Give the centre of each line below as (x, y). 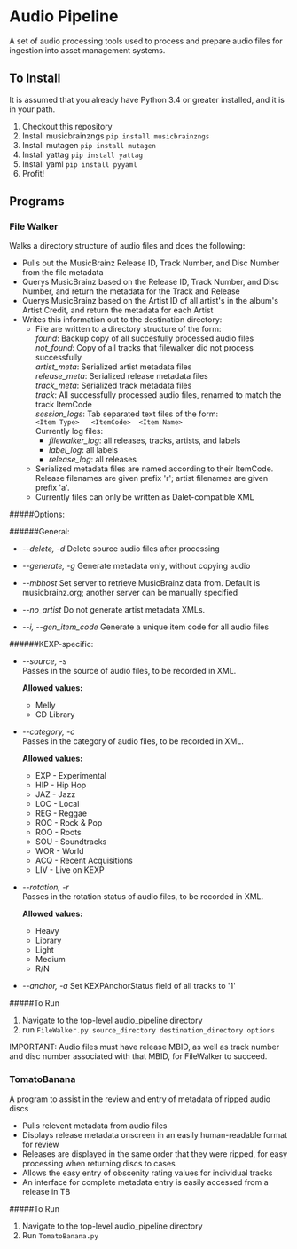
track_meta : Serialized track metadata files (113, 386)
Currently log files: (69, 431)
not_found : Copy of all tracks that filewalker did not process (145, 348)
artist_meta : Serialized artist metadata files (113, 367)
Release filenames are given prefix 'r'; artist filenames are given (152, 478)
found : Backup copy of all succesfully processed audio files (145, 338)
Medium (50, 960)
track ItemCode (64, 405)
